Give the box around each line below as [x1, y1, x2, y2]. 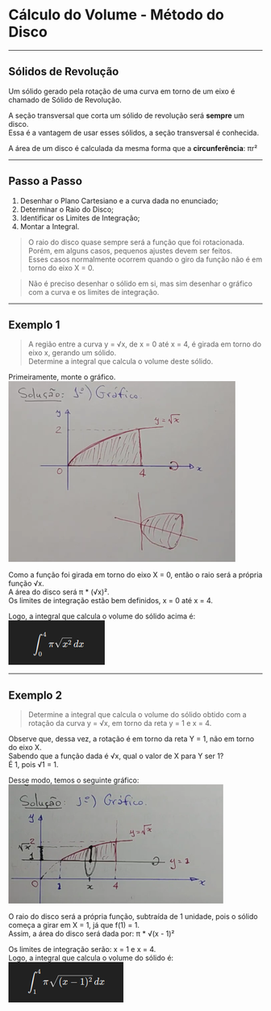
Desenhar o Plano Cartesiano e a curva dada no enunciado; [19, 195, 219, 205]
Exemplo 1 [8, 317, 60, 332]
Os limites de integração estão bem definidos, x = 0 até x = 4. [8, 596, 214, 606]
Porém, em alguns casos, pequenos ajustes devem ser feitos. [27, 245, 233, 255]
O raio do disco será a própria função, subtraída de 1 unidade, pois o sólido [8, 912, 258, 921]
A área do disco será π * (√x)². [8, 587, 110, 597]
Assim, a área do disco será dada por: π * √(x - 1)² [8, 929, 175, 938]
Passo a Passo [8, 174, 83, 188]
